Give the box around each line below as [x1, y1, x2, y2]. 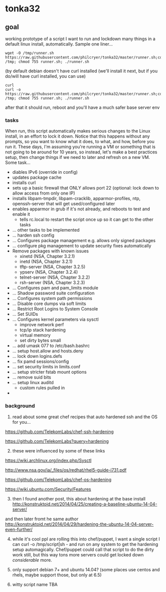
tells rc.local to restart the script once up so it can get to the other [19, 216, 154, 223]
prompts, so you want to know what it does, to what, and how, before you [5, 139, 155, 145]
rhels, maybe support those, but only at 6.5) [12, 572, 102, 578]
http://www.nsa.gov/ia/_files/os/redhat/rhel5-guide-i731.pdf [5, 467, 127, 473]
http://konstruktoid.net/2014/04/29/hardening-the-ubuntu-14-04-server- [5, 521, 154, 527]
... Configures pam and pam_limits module [12, 285, 99, 291]
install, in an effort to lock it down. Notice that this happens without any [5, 133, 150, 139]
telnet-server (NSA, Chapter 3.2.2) [19, 274, 90, 280]
